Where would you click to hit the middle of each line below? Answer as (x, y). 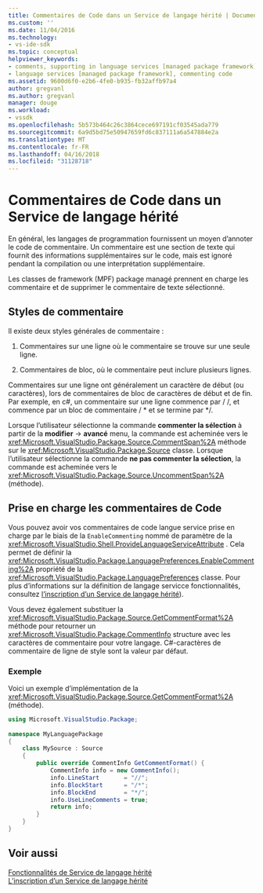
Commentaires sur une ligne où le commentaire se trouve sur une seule (135, 346)
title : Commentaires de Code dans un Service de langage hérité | (119, 15)
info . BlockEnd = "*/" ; (99, 792)
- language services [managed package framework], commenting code (121, 74)
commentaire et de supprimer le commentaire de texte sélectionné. (117, 287)
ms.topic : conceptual (43, 52)
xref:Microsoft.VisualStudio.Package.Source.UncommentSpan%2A (116, 475)
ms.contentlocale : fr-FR (49, 147)
